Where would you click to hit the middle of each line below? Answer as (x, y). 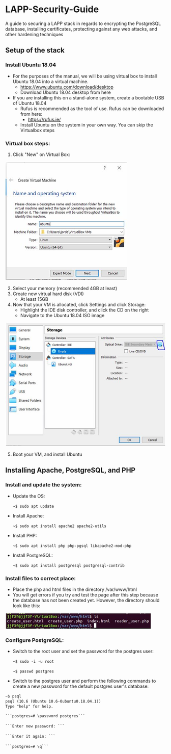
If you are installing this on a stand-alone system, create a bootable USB (88, 97)
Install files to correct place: (41, 578)
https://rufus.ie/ (44, 119)
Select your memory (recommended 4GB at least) (65, 288)
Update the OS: (29, 496)
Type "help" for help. (29, 707)
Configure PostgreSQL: (35, 640)
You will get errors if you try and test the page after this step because (85, 594)
